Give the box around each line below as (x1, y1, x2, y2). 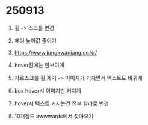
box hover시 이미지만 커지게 (14, 87, 82, 94)
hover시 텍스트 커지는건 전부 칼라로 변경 (14, 100, 109, 107)
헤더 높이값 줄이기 (14, 37, 57, 44)
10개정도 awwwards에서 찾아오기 (14, 112, 94, 120)
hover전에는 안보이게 (14, 61, 64, 69)
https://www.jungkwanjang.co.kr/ (14, 49, 97, 56)
